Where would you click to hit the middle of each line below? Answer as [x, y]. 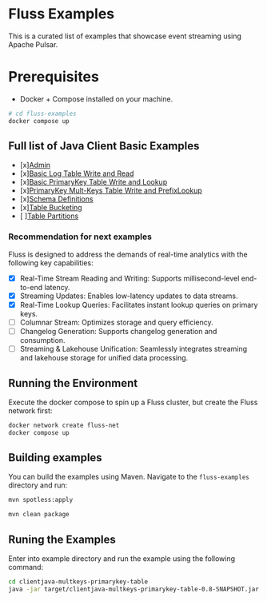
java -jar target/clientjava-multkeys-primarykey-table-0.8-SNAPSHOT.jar [134, 589]
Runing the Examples [62, 539]
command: [26, 567]
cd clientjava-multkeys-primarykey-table [78, 582]
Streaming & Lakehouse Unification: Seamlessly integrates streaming [133, 349]
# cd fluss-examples [43, 113]
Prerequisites [54, 77]
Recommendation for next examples [80, 237]
